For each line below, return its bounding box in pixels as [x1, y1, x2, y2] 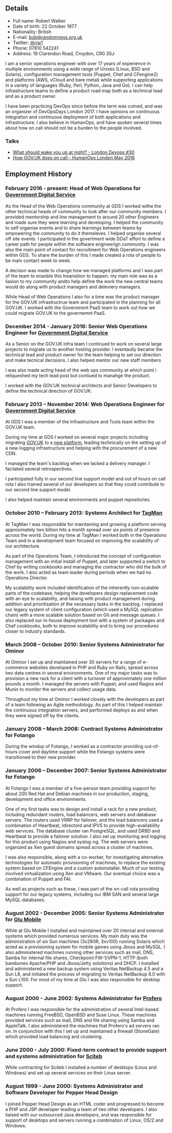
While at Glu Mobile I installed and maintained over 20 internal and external [5, 927, 164, 934]
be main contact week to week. [5, 257, 72, 264]
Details [5, 4, 28, 13]
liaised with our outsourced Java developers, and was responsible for [5, 1111, 152, 1118]
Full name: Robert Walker [12, 17, 66, 24]
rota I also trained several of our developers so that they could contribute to [5, 481, 165, 488]
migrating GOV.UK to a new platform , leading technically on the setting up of [5, 439, 166, 446]
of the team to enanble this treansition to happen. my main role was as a [5, 273, 158, 279]
